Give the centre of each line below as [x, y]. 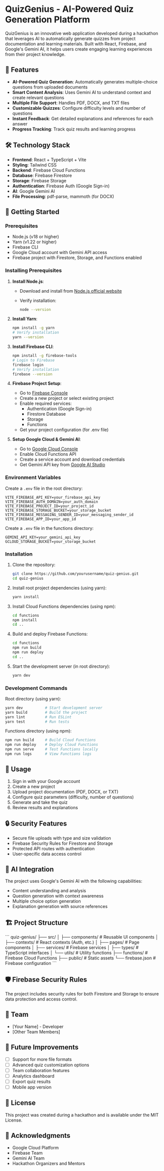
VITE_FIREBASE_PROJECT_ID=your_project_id [49, 506]
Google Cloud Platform [36, 1147]
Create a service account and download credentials [72, 459]
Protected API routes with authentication [53, 848]
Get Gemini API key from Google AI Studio [62, 465]
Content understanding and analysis [49, 891]
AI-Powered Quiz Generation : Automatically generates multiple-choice [85, 82]
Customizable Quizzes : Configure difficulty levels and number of [79, 108]
